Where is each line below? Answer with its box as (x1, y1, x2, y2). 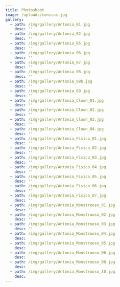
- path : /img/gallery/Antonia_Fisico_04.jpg (10, 164, 106, 169)
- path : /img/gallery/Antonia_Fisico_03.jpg (10, 155, 106, 160)
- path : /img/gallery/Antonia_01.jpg (10, 21, 90, 27)
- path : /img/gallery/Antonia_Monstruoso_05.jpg (10, 240, 115, 246)
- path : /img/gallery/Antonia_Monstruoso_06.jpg (10, 250, 115, 255)
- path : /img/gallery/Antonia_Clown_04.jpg (10, 126, 104, 131)
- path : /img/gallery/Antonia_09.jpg (10, 88, 90, 94)
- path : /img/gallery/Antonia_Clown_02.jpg (10, 107, 104, 113)
